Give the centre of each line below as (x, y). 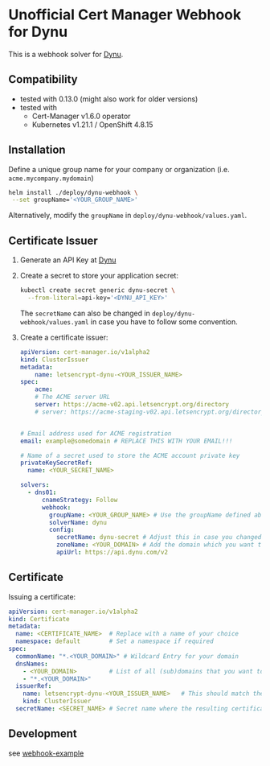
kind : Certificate (39, 619)
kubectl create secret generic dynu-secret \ (97, 290)
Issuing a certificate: (42, 596)
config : (62, 530)
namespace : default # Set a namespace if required (115, 641)
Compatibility (43, 79)
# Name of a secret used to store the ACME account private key (130, 455)
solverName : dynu (78, 522)
